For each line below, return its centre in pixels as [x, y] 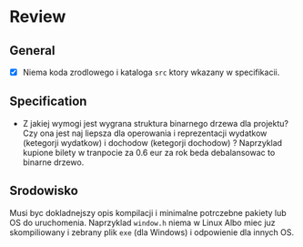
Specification [48, 102]
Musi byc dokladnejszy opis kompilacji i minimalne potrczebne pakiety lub [148, 212]
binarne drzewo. [53, 162]
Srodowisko [44, 191]
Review [38, 17]
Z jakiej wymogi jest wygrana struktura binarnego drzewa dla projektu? [156, 123]
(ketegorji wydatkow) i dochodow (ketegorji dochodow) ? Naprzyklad [152, 142]
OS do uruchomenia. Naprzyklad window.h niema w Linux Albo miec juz [142, 222]
